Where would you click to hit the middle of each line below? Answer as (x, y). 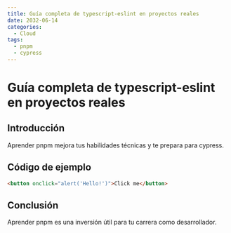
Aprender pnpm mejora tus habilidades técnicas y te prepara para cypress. (116, 145)
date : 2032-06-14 (33, 20)
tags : (15, 40)
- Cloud (25, 33)
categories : (25, 27)
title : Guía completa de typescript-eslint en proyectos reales (103, 14)
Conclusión (33, 205)
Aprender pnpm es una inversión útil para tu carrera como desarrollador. (112, 222)
